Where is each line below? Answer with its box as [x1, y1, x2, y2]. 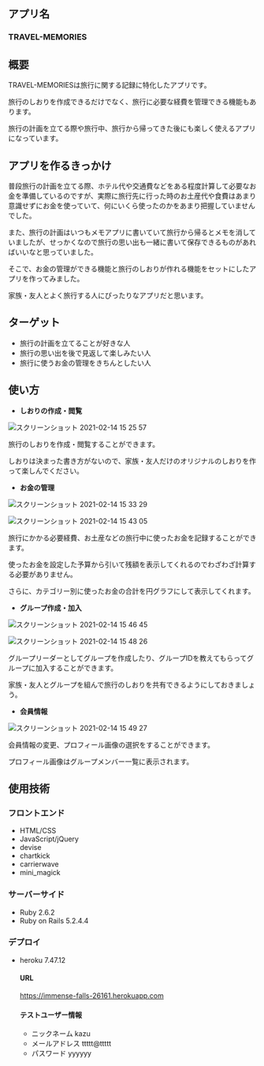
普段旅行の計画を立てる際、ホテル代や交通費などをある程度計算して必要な [8, 181, 250, 191]
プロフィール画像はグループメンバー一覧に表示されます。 [8, 756, 194, 766]
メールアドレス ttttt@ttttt [31, 1039, 112, 1049]
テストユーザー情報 [19, 1010, 83, 1019]
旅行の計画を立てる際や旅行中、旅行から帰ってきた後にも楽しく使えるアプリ [8, 124, 256, 133]
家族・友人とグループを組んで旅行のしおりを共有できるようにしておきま [8, 680, 242, 689]
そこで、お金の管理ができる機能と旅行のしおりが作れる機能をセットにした [8, 263, 250, 274]
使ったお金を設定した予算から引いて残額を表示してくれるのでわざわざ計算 [8, 559, 250, 569]
